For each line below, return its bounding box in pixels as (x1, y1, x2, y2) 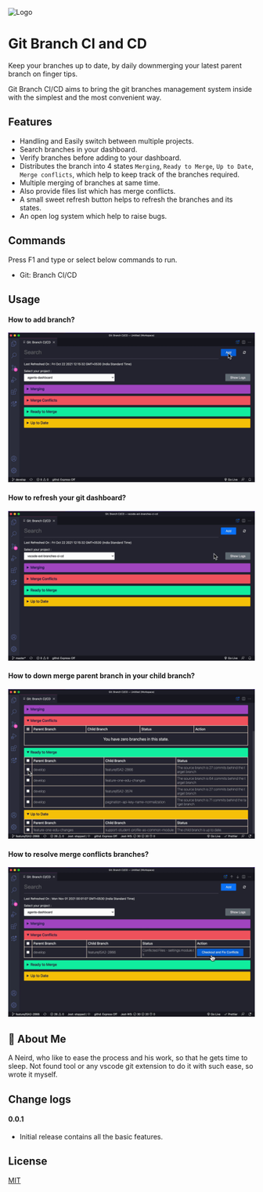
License (8, 1154, 48, 1168)
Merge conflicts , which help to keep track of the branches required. (19, 170, 240, 179)
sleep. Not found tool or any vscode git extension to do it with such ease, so (8, 1062, 254, 1071)
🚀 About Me (8, 1032, 67, 1045)
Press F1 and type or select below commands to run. (8, 255, 178, 264)
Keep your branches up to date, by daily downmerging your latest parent (8, 60, 243, 70)
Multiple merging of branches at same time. (19, 177, 160, 188)
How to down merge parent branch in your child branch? (8, 671, 196, 680)
